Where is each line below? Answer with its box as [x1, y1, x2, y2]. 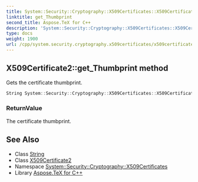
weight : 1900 [6, 36, 38, 42]
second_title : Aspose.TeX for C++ [6, 19, 91, 25]
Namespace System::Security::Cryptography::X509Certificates [14, 163, 168, 170]
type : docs [6, 31, 33, 37]
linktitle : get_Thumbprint [6, 14, 72, 20]
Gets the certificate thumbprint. [6, 79, 82, 86]
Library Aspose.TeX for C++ [14, 169, 83, 176]
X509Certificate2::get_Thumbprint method [6, 63, 169, 74]
